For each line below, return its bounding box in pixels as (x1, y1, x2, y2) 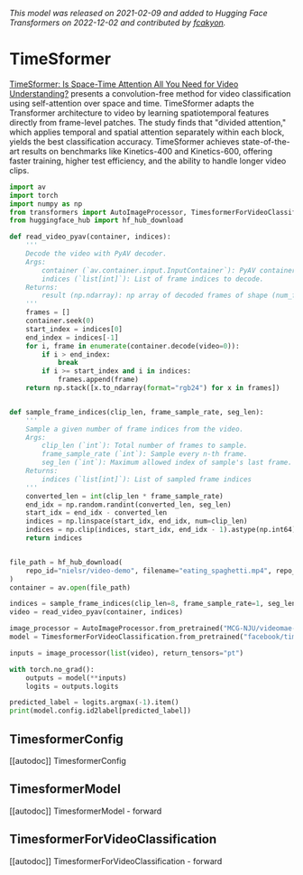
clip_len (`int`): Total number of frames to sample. (41, 442, 248, 451)
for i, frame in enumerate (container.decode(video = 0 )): (25, 341, 241, 350)
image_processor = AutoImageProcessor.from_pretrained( (9, 624, 224, 633)
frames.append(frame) (57, 375, 140, 385)
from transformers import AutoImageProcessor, (9, 208, 188, 217)
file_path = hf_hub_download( (9, 557, 124, 567)
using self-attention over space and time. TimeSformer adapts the (9, 98, 254, 108)
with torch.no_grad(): (9, 665, 95, 674)
